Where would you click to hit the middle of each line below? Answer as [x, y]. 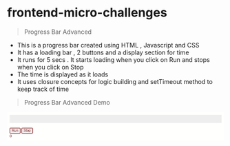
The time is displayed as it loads [63, 74]
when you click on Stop [50, 67]
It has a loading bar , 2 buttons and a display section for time [103, 52]
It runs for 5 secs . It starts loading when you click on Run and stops [113, 59]
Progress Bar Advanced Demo [67, 102]
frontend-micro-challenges [87, 13]
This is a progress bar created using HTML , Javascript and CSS [108, 45]
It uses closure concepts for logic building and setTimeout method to [115, 81]
